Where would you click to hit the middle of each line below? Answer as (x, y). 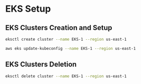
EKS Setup (28, 9)
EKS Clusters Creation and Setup (59, 28)
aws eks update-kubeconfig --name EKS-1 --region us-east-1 (71, 48)
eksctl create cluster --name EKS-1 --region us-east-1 (66, 39)
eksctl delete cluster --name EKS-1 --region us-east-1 (66, 76)
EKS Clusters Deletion (41, 64)
